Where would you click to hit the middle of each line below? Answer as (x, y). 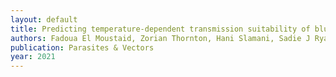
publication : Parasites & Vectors (82, 47)
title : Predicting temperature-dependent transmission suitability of (160, 29)
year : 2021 (33, 57)
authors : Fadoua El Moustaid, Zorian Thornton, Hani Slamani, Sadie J (160, 38)
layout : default (44, 19)
